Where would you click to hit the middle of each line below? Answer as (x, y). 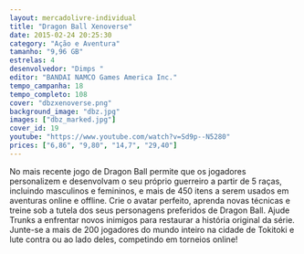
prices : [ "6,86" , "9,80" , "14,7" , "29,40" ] (94, 145)
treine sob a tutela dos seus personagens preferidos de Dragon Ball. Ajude (150, 210)
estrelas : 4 (32, 60)
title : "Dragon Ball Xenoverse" (71, 26)
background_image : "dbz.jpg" (65, 111)
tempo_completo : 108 (49, 94)
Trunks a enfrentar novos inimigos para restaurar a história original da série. (152, 219)
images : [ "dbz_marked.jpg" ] (63, 120)
